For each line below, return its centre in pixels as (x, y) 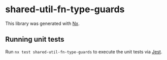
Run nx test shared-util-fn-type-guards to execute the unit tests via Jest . (84, 51)
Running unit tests (35, 39)
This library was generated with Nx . (42, 23)
